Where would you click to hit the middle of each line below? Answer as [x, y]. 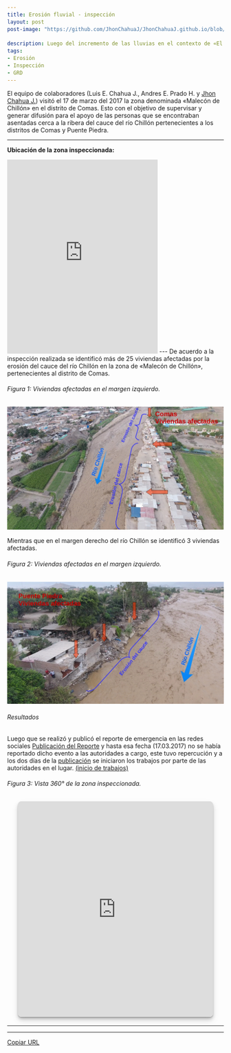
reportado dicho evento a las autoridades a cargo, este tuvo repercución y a [115, 753]
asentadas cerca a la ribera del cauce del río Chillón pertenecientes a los [110, 122]
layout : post [26, 22]
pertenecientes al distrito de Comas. [58, 373]
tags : [15, 51]
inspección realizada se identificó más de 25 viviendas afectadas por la [108, 358]
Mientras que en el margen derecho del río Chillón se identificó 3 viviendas [113, 541]
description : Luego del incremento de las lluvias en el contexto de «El [115, 44]
